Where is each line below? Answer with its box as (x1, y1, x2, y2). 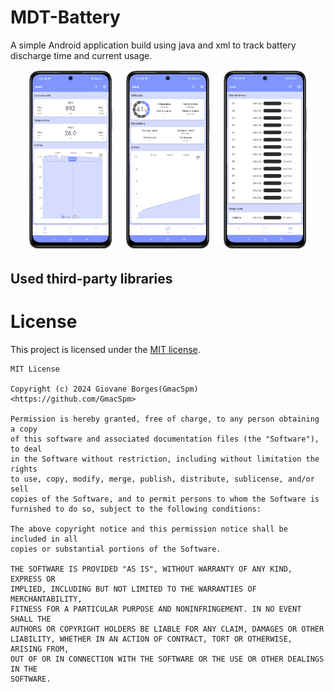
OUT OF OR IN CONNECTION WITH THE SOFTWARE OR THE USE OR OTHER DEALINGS (10, 654, 325, 664)
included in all (10, 534, 78, 544)
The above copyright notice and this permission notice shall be (10, 524, 288, 534)
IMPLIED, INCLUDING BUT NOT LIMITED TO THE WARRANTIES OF (10, 584, 257, 594)
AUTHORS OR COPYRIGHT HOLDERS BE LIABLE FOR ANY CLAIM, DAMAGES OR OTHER (10, 624, 325, 634)
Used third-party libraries (10, 270, 173, 287)
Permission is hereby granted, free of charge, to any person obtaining (10, 414, 320, 424)
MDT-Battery (10, 6, 121, 29)
